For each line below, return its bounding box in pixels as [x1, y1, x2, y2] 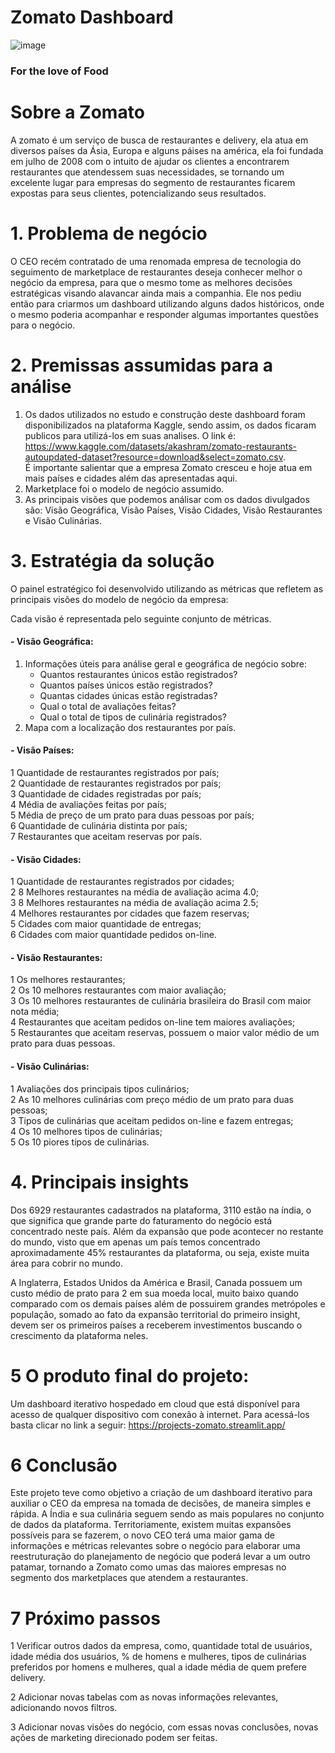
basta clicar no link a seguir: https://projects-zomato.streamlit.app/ [10, 1419, 286, 1431]
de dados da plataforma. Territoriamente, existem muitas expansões [10, 1519, 292, 1531]
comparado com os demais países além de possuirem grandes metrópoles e [10, 1297, 326, 1310]
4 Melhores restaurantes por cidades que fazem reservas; [10, 907, 250, 920]
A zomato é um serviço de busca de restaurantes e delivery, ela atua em [10, 134, 309, 146]
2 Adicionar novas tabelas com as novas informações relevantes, [10, 1691, 279, 1703]
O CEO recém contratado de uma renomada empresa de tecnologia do [10, 255, 302, 267]
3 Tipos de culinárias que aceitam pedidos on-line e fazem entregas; [10, 1114, 294, 1126]
